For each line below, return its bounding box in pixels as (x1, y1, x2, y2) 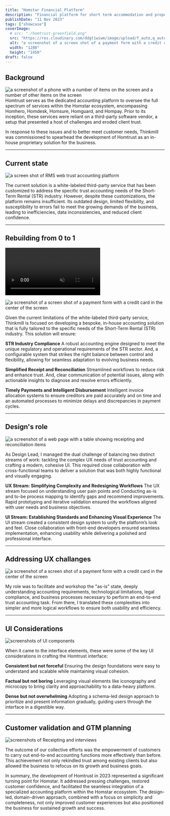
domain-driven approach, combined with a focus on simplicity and (14, 794, 153, 800)
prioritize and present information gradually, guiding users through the (5, 698, 152, 705)
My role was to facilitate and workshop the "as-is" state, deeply (5, 584, 138, 590)
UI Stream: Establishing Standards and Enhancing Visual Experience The (5, 514, 161, 520)
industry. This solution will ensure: (5, 330, 77, 337)
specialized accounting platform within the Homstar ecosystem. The (5, 789, 148, 795)
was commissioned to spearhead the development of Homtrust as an (5, 134, 149, 140)
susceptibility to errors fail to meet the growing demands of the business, (5, 204, 158, 210)
